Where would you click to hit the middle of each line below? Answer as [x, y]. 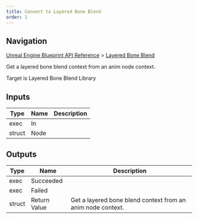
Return [40, 200]
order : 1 [17, 17]
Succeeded [47, 181]
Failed [39, 190]
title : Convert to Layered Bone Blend [54, 12]
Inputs [18, 97]
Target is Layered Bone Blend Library [51, 78]
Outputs [22, 154]
